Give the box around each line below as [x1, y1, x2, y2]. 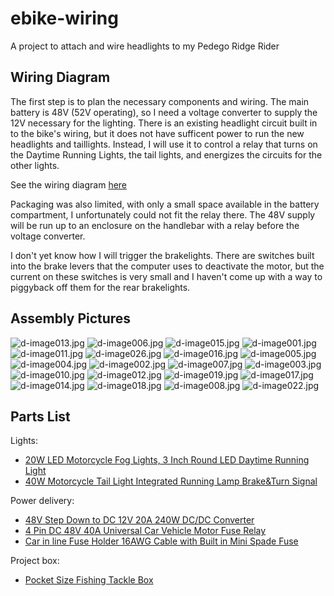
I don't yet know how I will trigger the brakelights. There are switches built [10, 249, 315, 261]
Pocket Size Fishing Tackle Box [24, 574, 154, 586]
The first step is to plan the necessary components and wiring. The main [10, 95, 310, 107]
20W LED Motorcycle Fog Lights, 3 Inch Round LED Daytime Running [24, 454, 310, 466]
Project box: [10, 555, 60, 567]
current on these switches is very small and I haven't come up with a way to [10, 270, 323, 282]
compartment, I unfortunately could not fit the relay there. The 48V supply [10, 208, 316, 221]
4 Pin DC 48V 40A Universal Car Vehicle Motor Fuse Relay [24, 525, 267, 537]
